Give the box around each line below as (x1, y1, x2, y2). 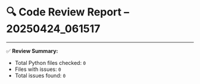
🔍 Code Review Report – (6, 5, 130, 19)
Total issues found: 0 (14, 71, 66, 79)
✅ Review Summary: (6, 47, 58, 54)
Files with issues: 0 (14, 66, 61, 73)
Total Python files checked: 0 (14, 59, 86, 66)
